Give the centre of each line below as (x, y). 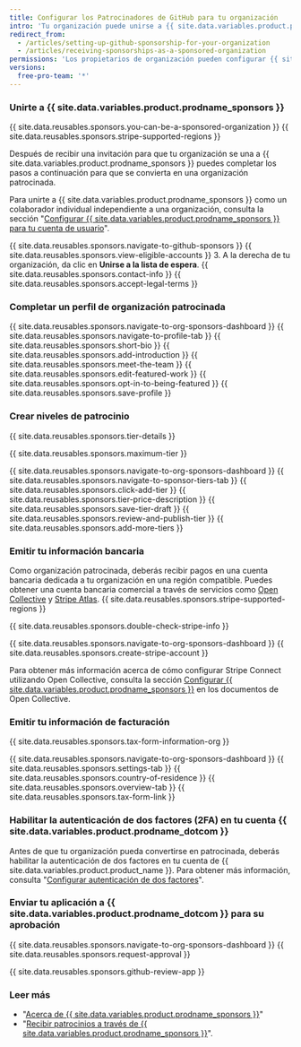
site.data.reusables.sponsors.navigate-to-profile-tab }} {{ (115, 336)
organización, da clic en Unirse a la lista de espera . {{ (109, 264)
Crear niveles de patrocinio (69, 416)
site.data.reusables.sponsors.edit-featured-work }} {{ (108, 374)
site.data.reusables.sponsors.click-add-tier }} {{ (98, 489)
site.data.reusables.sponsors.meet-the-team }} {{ (101, 365)
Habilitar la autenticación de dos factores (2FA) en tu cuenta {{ (148, 820)
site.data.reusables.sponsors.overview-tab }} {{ (97, 787)
